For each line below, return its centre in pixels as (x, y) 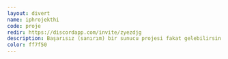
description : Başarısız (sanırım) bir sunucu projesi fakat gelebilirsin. (116, 39)
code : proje (24, 26)
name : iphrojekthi (33, 20)
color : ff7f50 (27, 45)
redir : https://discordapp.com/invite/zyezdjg (74, 32)
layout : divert (29, 13)
